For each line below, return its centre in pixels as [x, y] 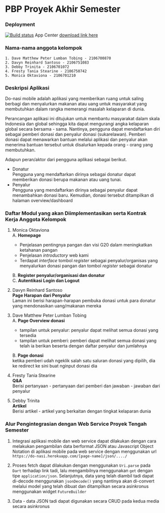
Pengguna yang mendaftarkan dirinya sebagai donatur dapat [74, 174]
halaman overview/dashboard [42, 201]
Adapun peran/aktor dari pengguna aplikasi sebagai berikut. [66, 160]
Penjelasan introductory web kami [54, 255]
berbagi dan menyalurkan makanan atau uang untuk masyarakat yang [76, 104]
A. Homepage [26, 236]
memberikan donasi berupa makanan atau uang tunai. [67, 180]
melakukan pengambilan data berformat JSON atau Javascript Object [83, 446]
